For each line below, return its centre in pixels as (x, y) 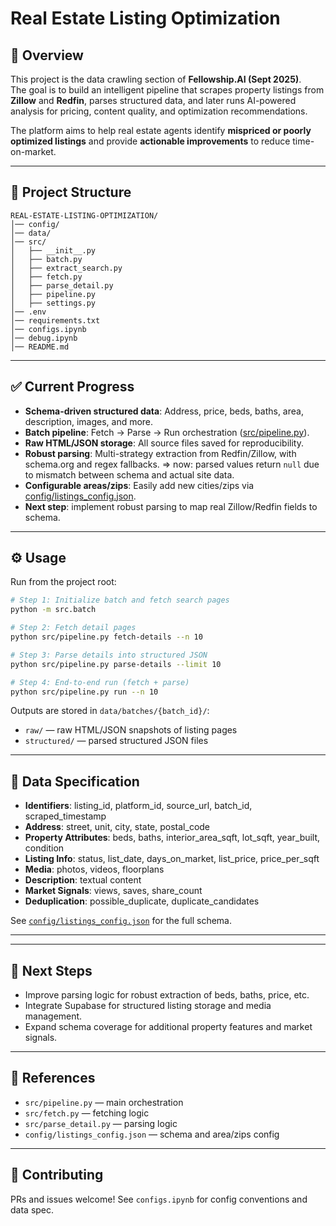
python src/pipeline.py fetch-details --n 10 (106, 637)
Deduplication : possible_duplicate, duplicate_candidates (142, 901)
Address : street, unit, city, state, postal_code (117, 827)
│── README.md (40, 347)
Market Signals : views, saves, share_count (113, 891)
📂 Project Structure (71, 192)
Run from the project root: (63, 582)
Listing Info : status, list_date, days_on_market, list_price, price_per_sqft (172, 859)
